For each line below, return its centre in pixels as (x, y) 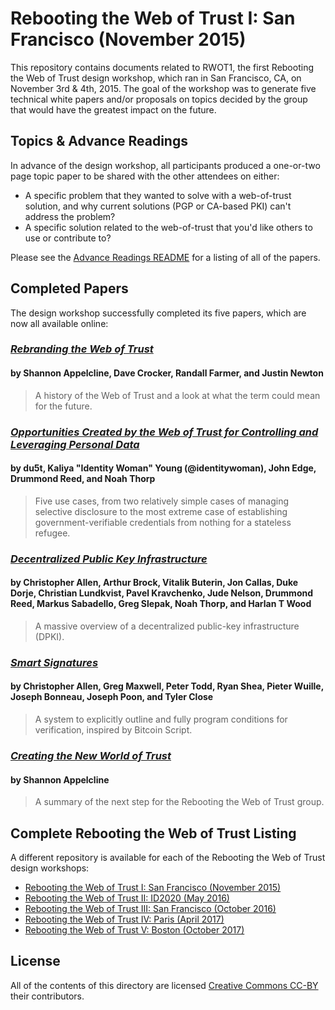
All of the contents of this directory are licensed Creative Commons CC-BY (164, 985)
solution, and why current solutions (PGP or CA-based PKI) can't (158, 206)
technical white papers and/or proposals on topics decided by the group (159, 99)
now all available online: (59, 323)
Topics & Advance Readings (99, 141)
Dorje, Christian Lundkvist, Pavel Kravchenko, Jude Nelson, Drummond (162, 593)
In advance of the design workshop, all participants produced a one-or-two (165, 165)
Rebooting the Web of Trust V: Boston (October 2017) (134, 930)
